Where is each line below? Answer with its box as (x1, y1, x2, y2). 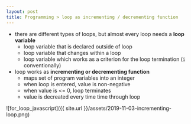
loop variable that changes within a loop (23, 49, 121, 56)
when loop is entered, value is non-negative (23, 80, 131, 87)
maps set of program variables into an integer (23, 74, 135, 81)
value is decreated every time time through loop (23, 93, 141, 100)
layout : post (6, 8, 38, 15)
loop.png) (6, 110, 30, 118)
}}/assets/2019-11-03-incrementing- (83, 105, 171, 112)
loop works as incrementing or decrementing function (14, 68, 150, 75)
